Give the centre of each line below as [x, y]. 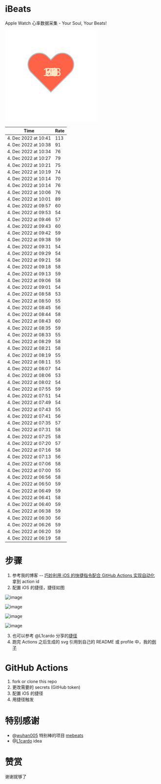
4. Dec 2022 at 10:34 [29, 152]
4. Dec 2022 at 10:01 [29, 199]
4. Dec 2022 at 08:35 [29, 328]
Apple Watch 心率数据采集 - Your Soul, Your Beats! [56, 23]
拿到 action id [26, 581]
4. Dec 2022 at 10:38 [29, 144]
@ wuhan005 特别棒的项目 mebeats [48, 735]
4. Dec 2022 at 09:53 [29, 213]
